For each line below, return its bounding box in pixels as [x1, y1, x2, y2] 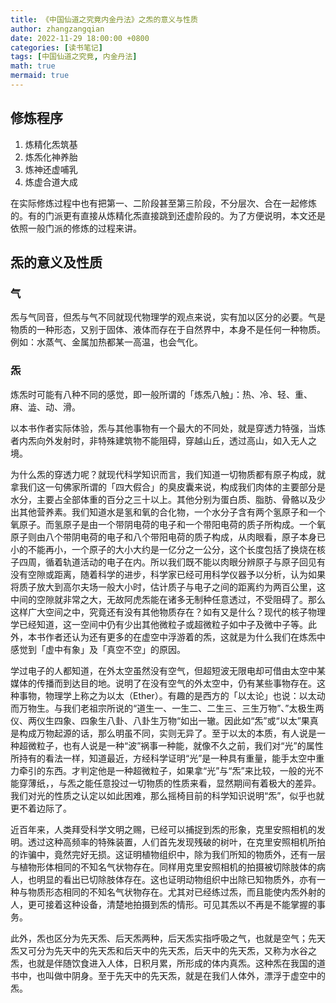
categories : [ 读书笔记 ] [10, 42, 103, 53]
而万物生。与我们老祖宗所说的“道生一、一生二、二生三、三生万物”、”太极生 [10, 702, 316, 714]
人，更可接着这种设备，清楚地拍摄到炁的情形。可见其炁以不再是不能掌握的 [10, 898, 317, 910]
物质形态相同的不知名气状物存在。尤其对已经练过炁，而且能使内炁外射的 [27, 886, 326, 898]
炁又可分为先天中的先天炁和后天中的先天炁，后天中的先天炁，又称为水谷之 [10, 944, 317, 956]
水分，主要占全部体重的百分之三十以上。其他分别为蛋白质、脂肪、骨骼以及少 [10, 493, 326, 505]
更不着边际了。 [10, 802, 72, 814]
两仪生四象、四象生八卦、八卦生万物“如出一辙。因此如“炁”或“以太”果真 [27, 714, 319, 726]
